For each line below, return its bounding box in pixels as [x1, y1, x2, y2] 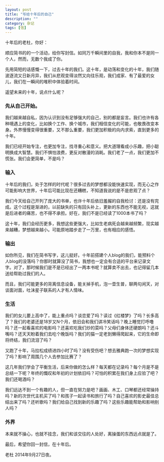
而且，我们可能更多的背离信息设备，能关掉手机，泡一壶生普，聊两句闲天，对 [5, 281, 159, 287]
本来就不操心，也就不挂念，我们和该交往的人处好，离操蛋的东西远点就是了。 [5, 431, 159, 436]
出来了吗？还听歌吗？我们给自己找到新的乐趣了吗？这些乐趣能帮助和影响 [9, 399, 155, 405]
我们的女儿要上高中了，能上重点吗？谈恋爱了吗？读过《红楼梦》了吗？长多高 [5, 312, 159, 319]
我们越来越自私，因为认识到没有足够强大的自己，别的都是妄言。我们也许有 [5, 115, 155, 121]
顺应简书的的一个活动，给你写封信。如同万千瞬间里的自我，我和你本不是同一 [5, 50, 159, 56]
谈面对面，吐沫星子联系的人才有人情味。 [5, 287, 86, 293]
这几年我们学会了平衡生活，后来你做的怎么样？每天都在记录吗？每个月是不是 [5, 364, 159, 370]
